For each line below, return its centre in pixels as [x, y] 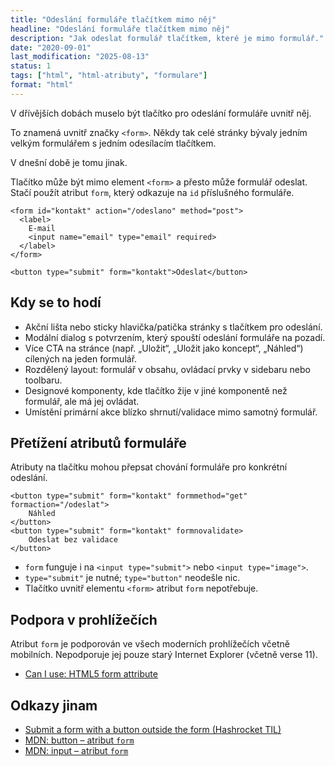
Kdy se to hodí [56, 302]
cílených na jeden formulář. [81, 358]
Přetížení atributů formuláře [98, 442]
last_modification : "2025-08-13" [80, 57]
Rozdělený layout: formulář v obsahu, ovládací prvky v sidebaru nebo [167, 369]
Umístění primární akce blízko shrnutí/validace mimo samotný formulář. [171, 412]
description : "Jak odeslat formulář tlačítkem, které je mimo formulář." [167, 38]
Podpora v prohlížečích [84, 619]
